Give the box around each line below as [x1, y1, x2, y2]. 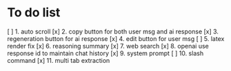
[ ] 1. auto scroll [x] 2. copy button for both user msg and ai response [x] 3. [7, 27, 219, 35]
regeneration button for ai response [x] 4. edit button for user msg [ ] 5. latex [7, 34, 225, 42]
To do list [7, 5, 61, 20]
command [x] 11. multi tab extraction [7, 56, 110, 64]
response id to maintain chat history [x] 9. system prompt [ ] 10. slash [7, 49, 204, 57]
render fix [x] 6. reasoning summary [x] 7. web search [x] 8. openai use [7, 42, 209, 50]
